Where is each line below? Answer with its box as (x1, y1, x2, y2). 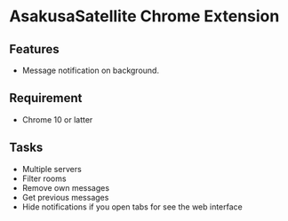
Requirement (9, 91, 83, 106)
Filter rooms (21, 173, 67, 184)
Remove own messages (21, 182, 109, 193)
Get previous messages (21, 192, 109, 202)
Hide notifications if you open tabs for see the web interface (21, 201, 243, 212)
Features (9, 42, 60, 57)
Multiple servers (21, 163, 82, 174)
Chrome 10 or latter (21, 114, 93, 125)
